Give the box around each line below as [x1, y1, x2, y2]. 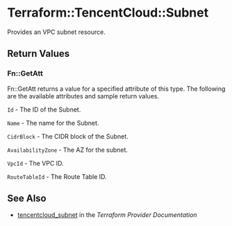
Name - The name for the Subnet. [7, 119, 99, 127]
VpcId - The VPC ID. [7, 159, 64, 167]
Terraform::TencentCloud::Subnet [7, 5, 209, 21]
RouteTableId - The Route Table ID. [7, 172, 107, 181]
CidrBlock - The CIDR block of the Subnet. [7, 132, 129, 140]
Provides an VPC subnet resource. [7, 28, 106, 36]
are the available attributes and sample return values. [7, 92, 160, 100]
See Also [7, 193, 47, 205]
